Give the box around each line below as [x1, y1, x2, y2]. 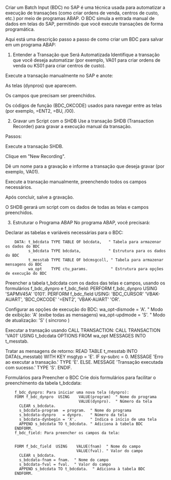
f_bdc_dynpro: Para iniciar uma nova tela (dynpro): [14, 390, 130, 395]
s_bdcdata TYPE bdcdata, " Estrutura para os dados [28, 248, 166, 254]
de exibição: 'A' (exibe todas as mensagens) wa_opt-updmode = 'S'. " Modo [5, 312, 165, 318]
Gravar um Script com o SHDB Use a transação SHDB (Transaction [12, 118, 154, 124]
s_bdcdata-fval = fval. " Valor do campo [18, 462, 111, 467]
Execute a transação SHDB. [5, 144, 63, 149]
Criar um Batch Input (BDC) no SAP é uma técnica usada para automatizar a [5, 5, 165, 10]
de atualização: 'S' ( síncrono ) [5, 317, 70, 323]
